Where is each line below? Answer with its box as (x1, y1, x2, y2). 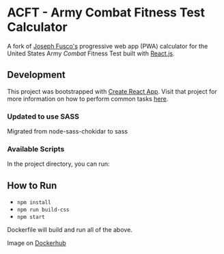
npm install (16, 199, 51, 206)
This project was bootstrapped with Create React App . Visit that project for (7, 87, 217, 95)
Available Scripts (7, 144, 65, 153)
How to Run (7, 179, 57, 191)
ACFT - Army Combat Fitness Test (7, 5, 205, 21)
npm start (16, 214, 46, 220)
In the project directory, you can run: (7, 160, 110, 168)
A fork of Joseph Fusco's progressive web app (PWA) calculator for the (7, 42, 208, 50)
